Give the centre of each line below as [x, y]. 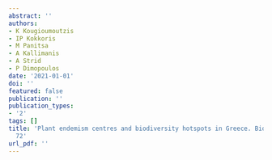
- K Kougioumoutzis [41, 31]
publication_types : [41, 106]
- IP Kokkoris [32, 38]
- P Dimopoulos [34, 69]
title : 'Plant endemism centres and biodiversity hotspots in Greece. [130, 128]
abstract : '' [30, 16]
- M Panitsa [28, 46]
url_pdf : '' [28, 143]
